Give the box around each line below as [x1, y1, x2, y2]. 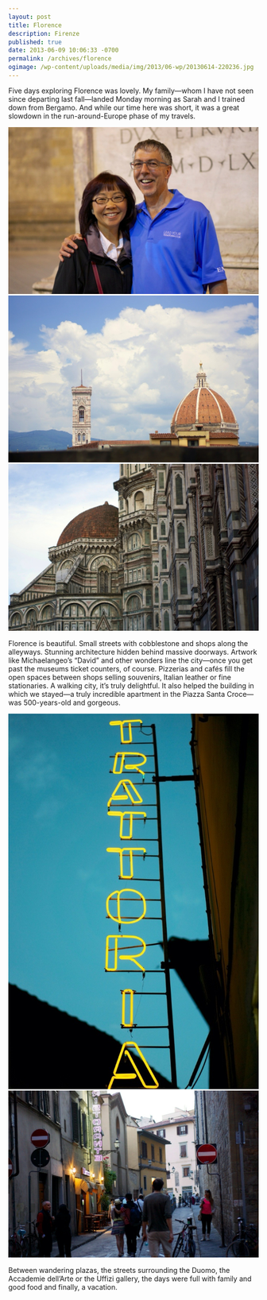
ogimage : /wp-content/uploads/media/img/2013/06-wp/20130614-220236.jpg [8, 64, 254, 72]
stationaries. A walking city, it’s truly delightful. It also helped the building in [8, 681, 254, 691]
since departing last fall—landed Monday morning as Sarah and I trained [8, 94, 246, 103]
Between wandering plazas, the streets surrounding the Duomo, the [8, 1266, 230, 1275]
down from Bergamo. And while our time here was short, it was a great [8, 103, 240, 112]
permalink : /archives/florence [8, 55, 112, 63]
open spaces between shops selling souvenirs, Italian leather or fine [8, 672, 232, 683]
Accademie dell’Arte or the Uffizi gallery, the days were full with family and [8, 1274, 252, 1283]
